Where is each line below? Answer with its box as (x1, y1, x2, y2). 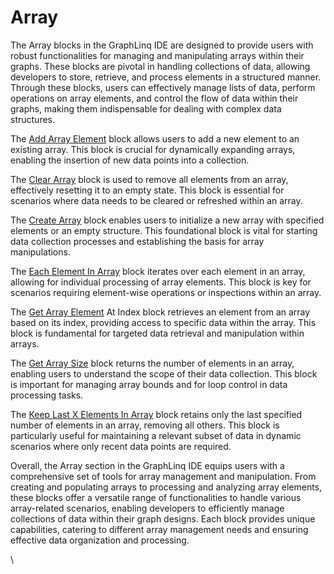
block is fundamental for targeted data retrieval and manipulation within (10, 327, 305, 339)
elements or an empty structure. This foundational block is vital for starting (10, 224, 318, 236)
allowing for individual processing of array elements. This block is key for (10, 276, 312, 288)
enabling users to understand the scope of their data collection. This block (10, 367, 318, 380)
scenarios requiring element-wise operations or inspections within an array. (10, 286, 322, 298)
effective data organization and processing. (10, 534, 190, 546)
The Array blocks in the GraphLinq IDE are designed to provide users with (10, 39, 314, 51)
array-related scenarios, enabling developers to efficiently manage (10, 502, 285, 514)
